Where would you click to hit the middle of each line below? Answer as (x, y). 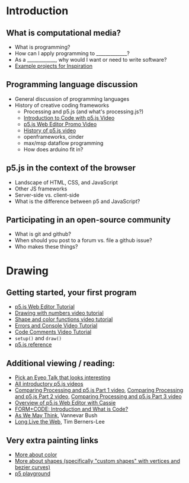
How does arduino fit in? (53, 149)
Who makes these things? (46, 247)
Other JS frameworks (41, 189)
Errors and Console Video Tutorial (56, 326)
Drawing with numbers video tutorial (59, 313)
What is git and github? (43, 234)
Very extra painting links (52, 440)
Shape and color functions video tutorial (64, 319)
